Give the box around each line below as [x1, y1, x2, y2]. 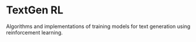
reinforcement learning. [6, 29, 63, 36]
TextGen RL [6, 3, 63, 17]
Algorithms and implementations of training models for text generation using [6, 23, 191, 30]
